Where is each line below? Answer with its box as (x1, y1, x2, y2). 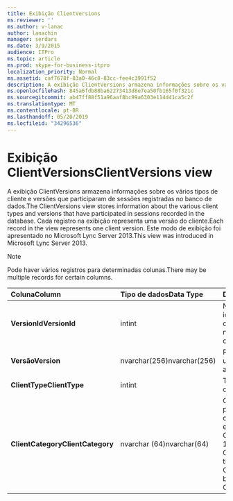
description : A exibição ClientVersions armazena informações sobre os (7, 81, 218, 88)
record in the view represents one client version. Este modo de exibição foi (7, 224, 221, 232)
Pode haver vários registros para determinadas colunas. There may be (7, 266, 207, 274)
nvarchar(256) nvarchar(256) (120, 356, 216, 366)
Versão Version (10, 356, 61, 366)
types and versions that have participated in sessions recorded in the (7, 210, 205, 218)
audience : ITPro (7, 49, 54, 56)
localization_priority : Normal (7, 68, 98, 75)
